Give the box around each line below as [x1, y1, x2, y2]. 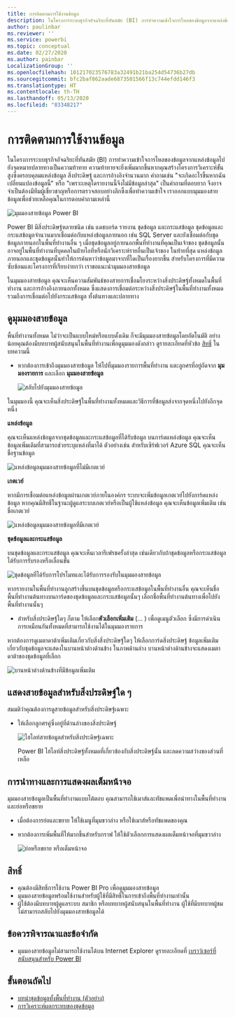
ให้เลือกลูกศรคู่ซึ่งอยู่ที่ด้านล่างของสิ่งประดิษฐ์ [17, 719, 117, 727]
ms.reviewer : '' [7, 29, 55, 37]
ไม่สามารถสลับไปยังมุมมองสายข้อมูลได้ [17, 907, 105, 916]
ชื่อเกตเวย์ [7, 506, 30, 515]
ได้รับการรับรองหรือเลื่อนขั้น [7, 556, 70, 565]
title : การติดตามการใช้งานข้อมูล [7, 10, 79, 18]
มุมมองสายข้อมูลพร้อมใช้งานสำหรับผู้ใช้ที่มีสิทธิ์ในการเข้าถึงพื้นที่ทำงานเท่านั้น [17, 891, 190, 900]
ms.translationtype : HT [7, 82, 77, 89]
